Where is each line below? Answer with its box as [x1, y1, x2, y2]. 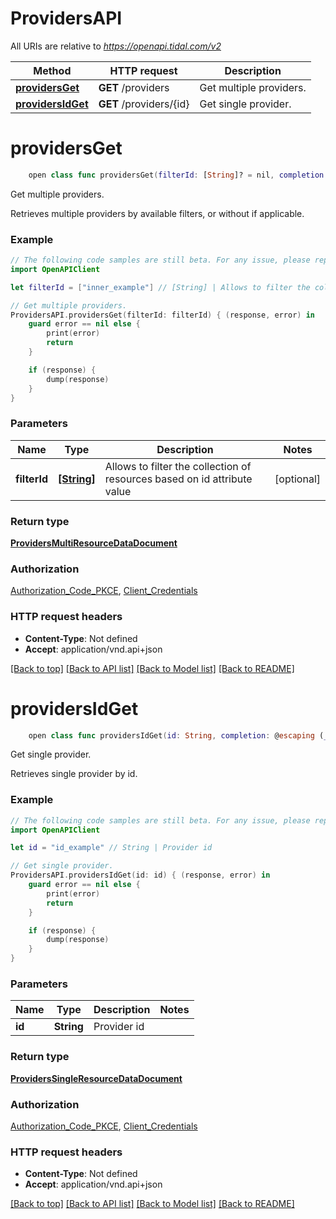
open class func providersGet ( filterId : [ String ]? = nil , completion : [28, 170, 329, 180]
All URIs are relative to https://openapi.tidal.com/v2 [10, 40, 222, 52]
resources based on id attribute [104, 472, 253, 486]
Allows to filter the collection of [104, 459, 252, 473]
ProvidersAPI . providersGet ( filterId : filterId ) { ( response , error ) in [10, 310, 315, 320]
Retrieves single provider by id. [10, 768, 138, 780]
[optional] [274, 472, 321, 486]
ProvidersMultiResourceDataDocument [10, 537, 178, 549]
